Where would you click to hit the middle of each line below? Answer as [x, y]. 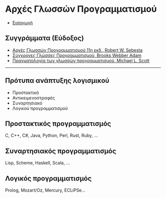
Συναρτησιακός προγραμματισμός [61, 151]
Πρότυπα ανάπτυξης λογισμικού [57, 81]
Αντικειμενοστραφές [34, 98]
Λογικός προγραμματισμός [48, 178]
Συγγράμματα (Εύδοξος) [44, 38]
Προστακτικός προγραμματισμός [58, 123]
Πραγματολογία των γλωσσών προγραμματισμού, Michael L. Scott [81, 61]
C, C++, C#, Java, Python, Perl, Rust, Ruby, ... [51, 135]
